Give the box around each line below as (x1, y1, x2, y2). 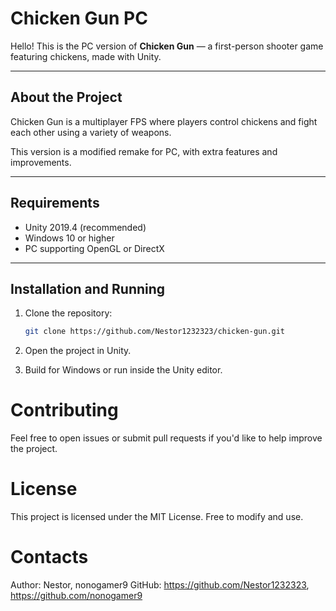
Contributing (10, 399, 119, 422)
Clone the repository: (24, 307, 113, 319)
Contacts (10, 546, 89, 569)
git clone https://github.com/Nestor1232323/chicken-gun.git (24, 327, 286, 337)
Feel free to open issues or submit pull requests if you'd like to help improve (10, 432, 323, 444)
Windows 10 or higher (24, 232, 115, 244)
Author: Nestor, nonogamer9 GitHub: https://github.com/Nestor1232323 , (10, 579, 310, 591)
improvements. (10, 156, 72, 168)
